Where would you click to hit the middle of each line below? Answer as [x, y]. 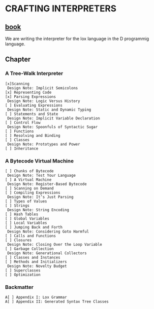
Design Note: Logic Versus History [44, 101]
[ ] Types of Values [26, 201]
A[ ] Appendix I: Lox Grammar [36, 297]
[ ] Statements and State [31, 114]
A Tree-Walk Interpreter [34, 74]
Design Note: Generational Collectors [47, 253]
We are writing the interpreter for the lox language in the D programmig [77, 39]
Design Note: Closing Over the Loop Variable [55, 244]
